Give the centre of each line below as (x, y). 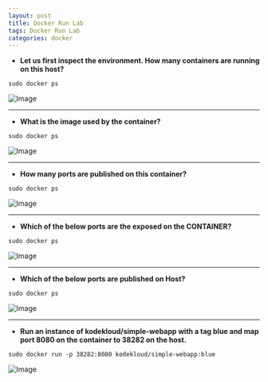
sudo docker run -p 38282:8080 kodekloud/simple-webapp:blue (112, 355)
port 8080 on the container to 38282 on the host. (103, 340)
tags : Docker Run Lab (44, 30)
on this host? (42, 70)
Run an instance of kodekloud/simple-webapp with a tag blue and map (139, 332)
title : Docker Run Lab (46, 23)
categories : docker (41, 38)
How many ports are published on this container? (103, 174)
